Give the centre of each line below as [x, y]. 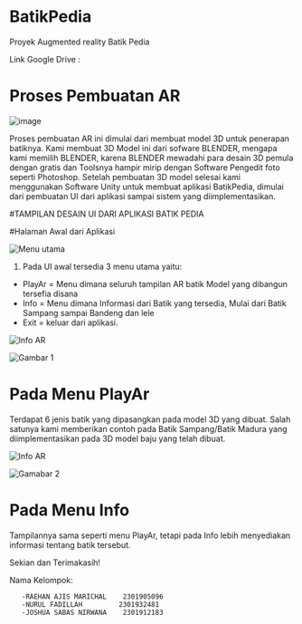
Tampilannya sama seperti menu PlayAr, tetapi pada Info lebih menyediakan [150, 535]
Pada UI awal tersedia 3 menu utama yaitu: [102, 266]
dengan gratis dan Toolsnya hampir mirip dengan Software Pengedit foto [145, 167]
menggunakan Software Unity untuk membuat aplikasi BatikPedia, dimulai [147, 187]
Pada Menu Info [69, 510]
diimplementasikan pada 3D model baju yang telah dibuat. [118, 438]
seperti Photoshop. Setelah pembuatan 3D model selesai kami [125, 177]
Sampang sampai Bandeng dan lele [89, 312]
